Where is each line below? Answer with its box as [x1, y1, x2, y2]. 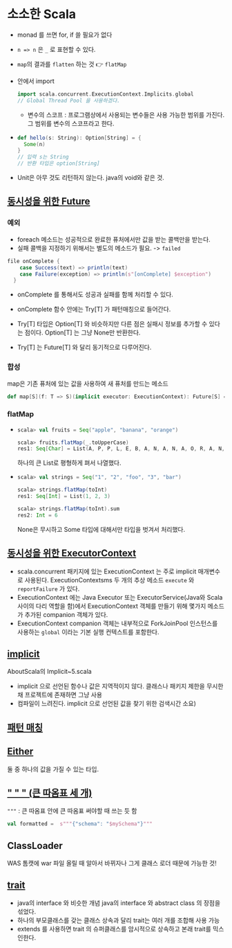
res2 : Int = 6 [17, 512, 58, 519]
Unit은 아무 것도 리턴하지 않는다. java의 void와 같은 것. [17, 174, 164, 182]
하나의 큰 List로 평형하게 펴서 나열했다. [17, 458, 122, 467]
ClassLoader [7, 839, 64, 852]
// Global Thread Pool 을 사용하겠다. [17, 97, 121, 104]
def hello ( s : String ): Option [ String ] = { [17, 134, 142, 141]
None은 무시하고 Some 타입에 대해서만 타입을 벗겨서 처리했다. [17, 525, 185, 533]
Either [7, 746, 34, 758]
